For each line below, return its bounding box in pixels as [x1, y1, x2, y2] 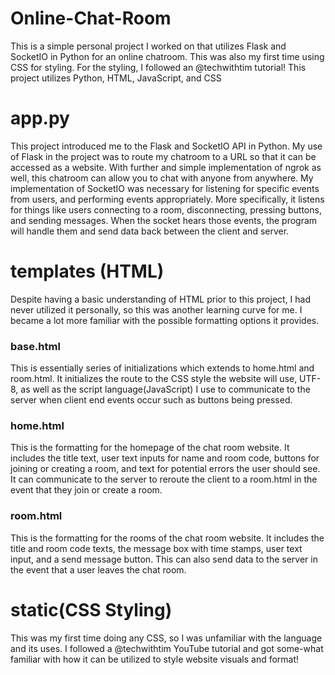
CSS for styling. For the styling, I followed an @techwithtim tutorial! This [10, 61, 307, 73]
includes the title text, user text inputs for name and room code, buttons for [10, 452, 320, 464]
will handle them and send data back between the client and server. [10, 225, 290, 237]
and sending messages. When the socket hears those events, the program [10, 214, 318, 226]
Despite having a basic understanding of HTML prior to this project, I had [10, 293, 312, 305]
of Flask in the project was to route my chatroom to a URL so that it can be [10, 150, 317, 162]
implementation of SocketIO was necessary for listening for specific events [10, 182, 320, 194]
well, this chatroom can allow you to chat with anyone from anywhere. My [10, 172, 314, 184]
